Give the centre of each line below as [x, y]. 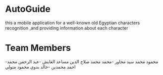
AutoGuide [28, 9]
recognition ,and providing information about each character [67, 28]
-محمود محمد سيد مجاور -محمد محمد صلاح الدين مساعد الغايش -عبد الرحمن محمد [82, 61]
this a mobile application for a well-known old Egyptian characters [73, 23]
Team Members [38, 48]
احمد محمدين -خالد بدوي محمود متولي [40, 67]
